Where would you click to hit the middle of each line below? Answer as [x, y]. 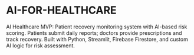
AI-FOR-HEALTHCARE [61, 10]
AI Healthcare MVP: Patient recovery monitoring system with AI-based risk [97, 27]
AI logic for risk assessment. [41, 46]
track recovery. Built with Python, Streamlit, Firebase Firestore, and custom [97, 39]
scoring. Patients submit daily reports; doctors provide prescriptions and [94, 33]
